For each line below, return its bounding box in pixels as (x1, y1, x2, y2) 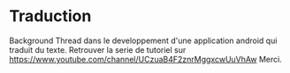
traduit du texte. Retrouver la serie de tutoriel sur (9, 44, 187, 55)
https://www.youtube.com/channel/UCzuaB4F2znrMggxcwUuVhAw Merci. (9, 54, 283, 64)
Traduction (9, 6, 92, 26)
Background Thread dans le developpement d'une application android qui (9, 35, 278, 46)
